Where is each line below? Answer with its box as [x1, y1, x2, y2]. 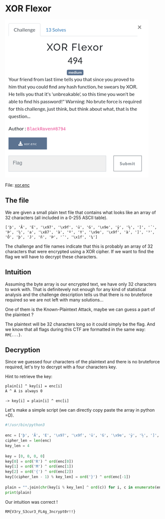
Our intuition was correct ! [5, 499, 58, 505]
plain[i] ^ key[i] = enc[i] [5, 384, 63, 389]
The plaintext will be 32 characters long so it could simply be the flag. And [5, 321, 156, 327]
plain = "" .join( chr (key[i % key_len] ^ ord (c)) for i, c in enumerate [5, 485, 155, 490]
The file [5, 196, 29, 205]
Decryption [5, 346, 41, 354]
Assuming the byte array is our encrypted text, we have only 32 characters [5, 281, 157, 287]
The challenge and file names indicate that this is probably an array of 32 [5, 243, 153, 249]
